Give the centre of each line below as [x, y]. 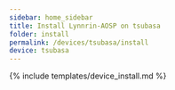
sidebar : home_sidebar [51, 17]
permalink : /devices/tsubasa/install [79, 42]
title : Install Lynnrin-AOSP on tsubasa [85, 26]
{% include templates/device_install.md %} [88, 76]
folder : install [39, 34]
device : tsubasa [39, 51]
